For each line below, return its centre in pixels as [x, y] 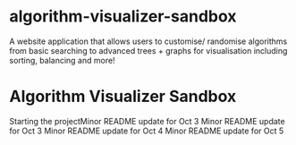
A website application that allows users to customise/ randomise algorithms [148, 41]
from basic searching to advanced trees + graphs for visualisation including [148, 50]
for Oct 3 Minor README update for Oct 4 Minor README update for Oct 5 [147, 131]
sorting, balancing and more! [62, 60]
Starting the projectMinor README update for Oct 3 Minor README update [147, 121]
